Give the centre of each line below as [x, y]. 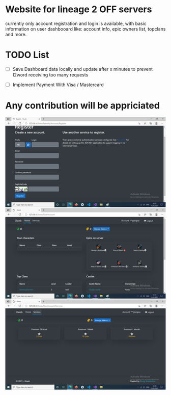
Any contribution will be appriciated [83, 106]
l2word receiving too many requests [50, 74]
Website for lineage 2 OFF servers [79, 9]
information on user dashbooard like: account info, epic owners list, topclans [85, 29]
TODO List [27, 55]
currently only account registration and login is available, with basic [76, 23]
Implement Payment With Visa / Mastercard [58, 85]
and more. [16, 34]
